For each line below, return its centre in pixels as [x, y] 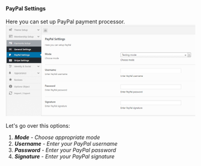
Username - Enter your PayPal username [66, 143]
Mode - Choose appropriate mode [57, 137]
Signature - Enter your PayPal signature [64, 156]
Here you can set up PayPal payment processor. [65, 22]
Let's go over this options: [38, 125]
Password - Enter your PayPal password [65, 150]
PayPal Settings [26, 8]
